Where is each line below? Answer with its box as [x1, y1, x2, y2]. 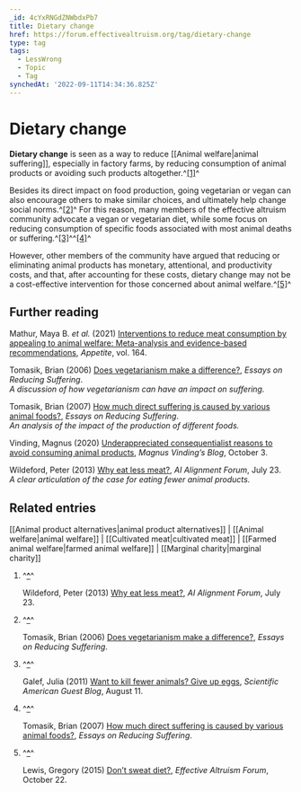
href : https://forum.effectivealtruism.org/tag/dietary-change [9, 30, 252, 39]
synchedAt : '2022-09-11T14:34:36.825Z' [9, 80, 159, 89]
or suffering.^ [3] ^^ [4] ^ [9, 233, 92, 243]
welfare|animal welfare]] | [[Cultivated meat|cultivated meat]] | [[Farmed [9, 533, 277, 544]
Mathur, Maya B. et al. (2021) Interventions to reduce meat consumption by [9, 329, 288, 339]
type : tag [9, 38, 47, 48]
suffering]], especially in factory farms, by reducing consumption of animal [9, 158, 287, 169]
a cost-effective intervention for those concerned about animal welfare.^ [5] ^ [9, 278, 292, 289]
